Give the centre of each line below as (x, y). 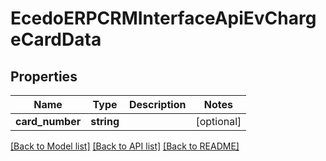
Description (157, 104)
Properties (44, 76)
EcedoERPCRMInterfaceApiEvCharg (163, 18)
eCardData (56, 39)
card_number (48, 121)
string (105, 121)
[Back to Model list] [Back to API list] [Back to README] (125, 146)
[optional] (218, 121)
